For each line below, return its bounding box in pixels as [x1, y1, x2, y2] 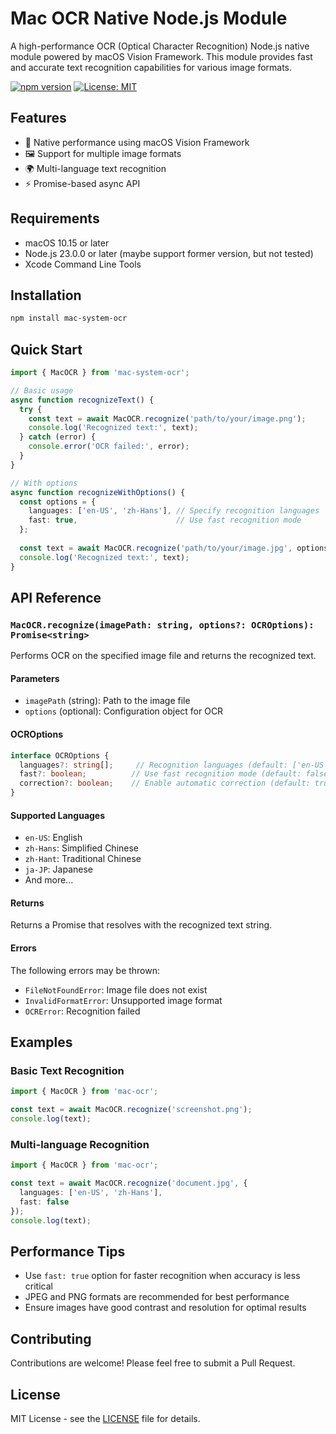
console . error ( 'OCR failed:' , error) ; [28, 442, 190, 452]
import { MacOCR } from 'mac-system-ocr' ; [10, 368, 190, 378]
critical [24, 1280, 53, 1292]
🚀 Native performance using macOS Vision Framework [24, 136, 250, 148]
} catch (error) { [19, 432, 97, 442]
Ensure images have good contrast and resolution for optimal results [24, 1302, 307, 1314]
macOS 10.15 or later [24, 237, 110, 249]
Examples [10, 1034, 73, 1051]
